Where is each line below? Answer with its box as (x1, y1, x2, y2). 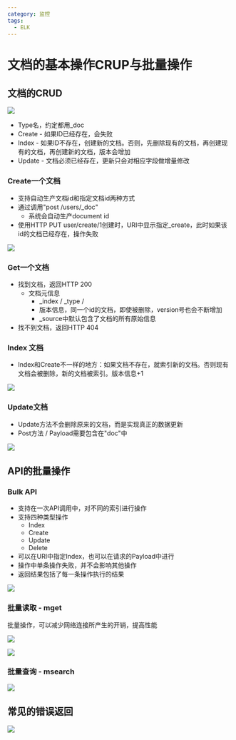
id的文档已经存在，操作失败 (17, 229, 98, 238)
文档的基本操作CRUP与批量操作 (7, 56, 193, 73)
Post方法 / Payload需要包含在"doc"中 (17, 429, 128, 437)
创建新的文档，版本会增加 (55, 148, 130, 156)
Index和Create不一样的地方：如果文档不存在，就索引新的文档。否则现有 (17, 360, 229, 369)
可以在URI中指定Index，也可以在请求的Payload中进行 (17, 552, 175, 561)
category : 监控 (7, 10, 51, 18)
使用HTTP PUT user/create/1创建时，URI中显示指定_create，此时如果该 (17, 221, 228, 229)
